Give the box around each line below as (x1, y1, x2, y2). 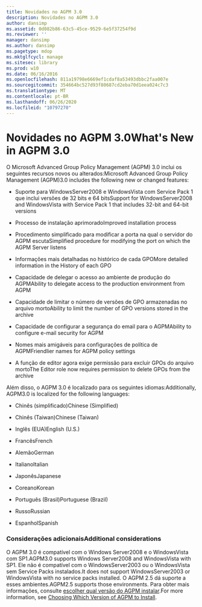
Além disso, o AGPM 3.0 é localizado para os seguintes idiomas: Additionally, (6, 384, 197, 391)
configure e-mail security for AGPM (14, 330, 104, 337)
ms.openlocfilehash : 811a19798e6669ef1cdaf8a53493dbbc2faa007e (6, 76, 169, 82)
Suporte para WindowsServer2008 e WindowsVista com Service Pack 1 (14, 188, 194, 196)
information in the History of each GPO (14, 262, 112, 270)
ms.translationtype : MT (6, 88, 66, 94)
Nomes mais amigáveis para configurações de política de (14, 341, 158, 348)
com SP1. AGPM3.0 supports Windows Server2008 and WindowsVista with (6, 555, 191, 562)
